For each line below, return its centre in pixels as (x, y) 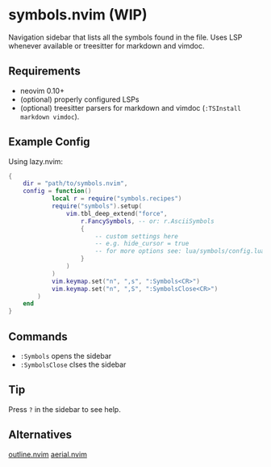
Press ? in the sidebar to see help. (65, 409)
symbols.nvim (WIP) (78, 15)
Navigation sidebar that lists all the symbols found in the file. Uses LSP (125, 37)
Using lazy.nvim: (35, 161)
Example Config (49, 142)
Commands (38, 337)
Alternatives (40, 435)
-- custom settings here (137, 236)
